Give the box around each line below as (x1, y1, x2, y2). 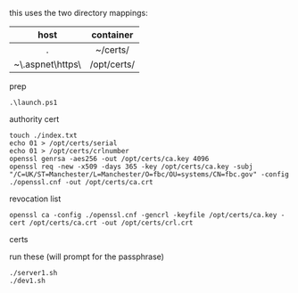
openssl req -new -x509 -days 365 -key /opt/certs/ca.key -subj (9, 162, 253, 171)
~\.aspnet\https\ (13, 58, 82, 70)
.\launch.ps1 (9, 98, 58, 107)
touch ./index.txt (9, 131, 78, 140)
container (91, 28, 134, 41)
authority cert (9, 114, 60, 124)
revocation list (9, 193, 62, 204)
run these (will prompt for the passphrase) (9, 251, 165, 262)
